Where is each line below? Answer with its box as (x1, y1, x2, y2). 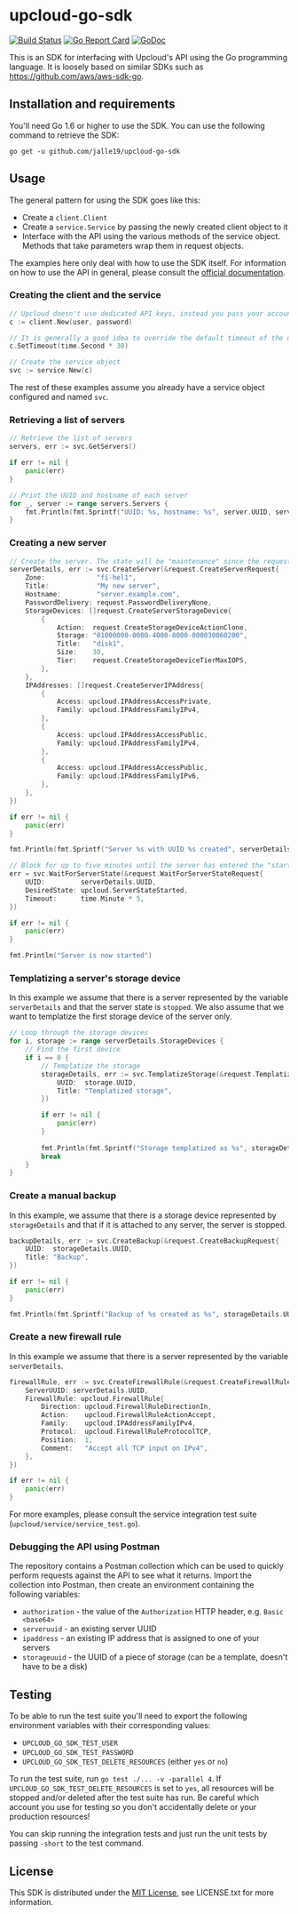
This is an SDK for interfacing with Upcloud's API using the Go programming (9, 52, 288, 62)
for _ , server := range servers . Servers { (9, 499, 169, 508)
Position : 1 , (41, 1435, 93, 1445)
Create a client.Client (21, 212, 108, 222)
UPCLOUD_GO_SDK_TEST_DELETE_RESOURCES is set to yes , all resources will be (9, 1783, 275, 1794)
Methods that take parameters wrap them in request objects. (21, 240, 244, 251)
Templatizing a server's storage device (9, 973, 182, 984)
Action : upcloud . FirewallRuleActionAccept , (41, 1411, 216, 1420)
